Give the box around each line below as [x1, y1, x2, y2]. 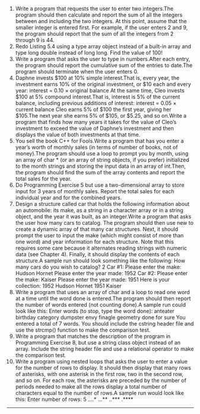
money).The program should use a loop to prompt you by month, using [15, 150, 189, 157]
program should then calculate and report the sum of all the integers [15, 11, 183, 18]
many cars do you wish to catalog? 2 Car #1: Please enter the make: [15, 263, 182, 270]
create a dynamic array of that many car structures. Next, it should [15, 225, 179, 233]
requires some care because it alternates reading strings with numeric [15, 244, 188, 251]
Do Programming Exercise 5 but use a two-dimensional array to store [15, 181, 185, 189]
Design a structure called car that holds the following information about [15, 200, 190, 207]
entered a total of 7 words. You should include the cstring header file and [15, 320, 194, 327]
